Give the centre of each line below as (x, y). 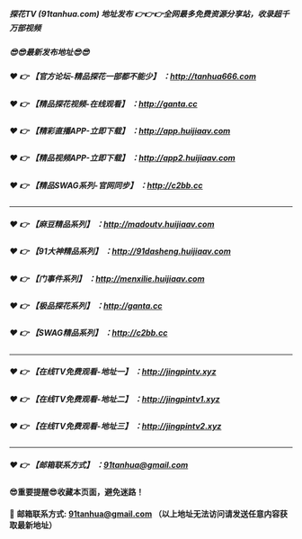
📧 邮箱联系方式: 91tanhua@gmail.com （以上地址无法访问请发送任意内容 (145, 514)
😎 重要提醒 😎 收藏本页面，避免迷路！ (77, 492)
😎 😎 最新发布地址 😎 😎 (49, 52)
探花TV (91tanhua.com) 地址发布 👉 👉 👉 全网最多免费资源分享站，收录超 (145, 13)
